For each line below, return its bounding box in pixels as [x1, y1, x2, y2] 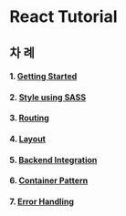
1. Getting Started [9, 71, 78, 82]
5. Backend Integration [9, 154, 98, 165]
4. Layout [9, 133, 46, 144]
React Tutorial [9, 6, 118, 27]
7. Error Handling [9, 196, 75, 207]
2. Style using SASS [9, 91, 87, 102]
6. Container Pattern [9, 175, 89, 186]
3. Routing [9, 112, 50, 124]
